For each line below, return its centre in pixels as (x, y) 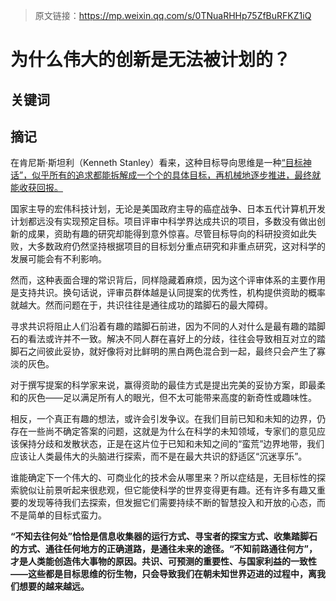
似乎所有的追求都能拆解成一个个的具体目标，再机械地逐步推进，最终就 (176, 175)
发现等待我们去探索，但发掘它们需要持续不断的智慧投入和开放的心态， (172, 503)
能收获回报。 (36, 188)
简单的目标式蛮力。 (67, 515)
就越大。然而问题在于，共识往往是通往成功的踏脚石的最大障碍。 (141, 305)
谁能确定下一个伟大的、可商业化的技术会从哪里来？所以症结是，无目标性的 (163, 478)
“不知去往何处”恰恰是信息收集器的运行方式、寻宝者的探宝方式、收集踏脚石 (164, 536)
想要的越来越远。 (54, 586)
